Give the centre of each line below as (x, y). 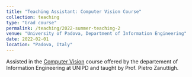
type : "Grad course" (32, 23)
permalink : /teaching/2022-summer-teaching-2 (63, 28)
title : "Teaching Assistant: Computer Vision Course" (74, 12)
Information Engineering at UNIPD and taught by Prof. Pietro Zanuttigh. (92, 68)
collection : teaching (33, 17)
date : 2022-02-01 (28, 39)
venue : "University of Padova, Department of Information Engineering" (96, 34)
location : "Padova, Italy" (39, 45)
